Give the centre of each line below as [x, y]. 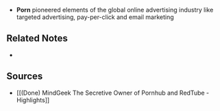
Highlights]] [33, 100]
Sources [25, 77]
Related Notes [37, 38]
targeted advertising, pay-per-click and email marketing [95, 17]
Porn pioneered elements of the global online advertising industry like [115, 10]
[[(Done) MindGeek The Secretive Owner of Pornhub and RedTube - [113, 93]
